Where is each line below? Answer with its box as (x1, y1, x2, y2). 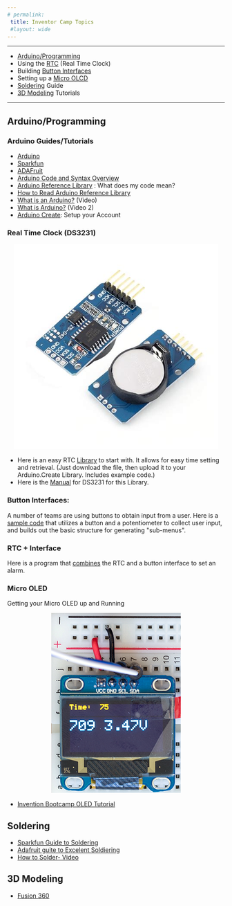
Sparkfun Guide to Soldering (17, 838, 99, 847)
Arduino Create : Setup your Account (17, 211, 121, 219)
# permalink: (7, 11, 45, 18)
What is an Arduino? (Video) (17, 196, 98, 204)
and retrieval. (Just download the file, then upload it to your (17, 464, 186, 472)
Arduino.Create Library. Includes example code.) (17, 471, 155, 479)
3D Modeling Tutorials (17, 89, 81, 97)
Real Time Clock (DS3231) (7, 228, 97, 237)
